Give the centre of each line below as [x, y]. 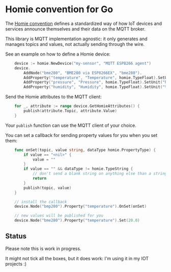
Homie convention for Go [59, 9]
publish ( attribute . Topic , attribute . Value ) [70, 111]
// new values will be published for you [59, 216]
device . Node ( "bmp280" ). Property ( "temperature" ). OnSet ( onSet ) [80, 207]
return [39, 179]
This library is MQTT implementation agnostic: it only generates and [76, 39]
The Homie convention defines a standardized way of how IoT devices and [83, 23]
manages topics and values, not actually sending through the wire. [75, 44]
